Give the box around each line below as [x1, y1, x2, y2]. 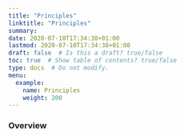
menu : [8, 71, 26, 79]
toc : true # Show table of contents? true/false [8, 57, 178, 65]
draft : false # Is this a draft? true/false [8, 49, 163, 57]
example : [15, 79, 45, 87]
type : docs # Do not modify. [8, 64, 110, 72]
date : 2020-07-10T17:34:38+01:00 [8, 34, 120, 42]
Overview [8, 120, 47, 131]
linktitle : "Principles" [8, 19, 91, 27]
